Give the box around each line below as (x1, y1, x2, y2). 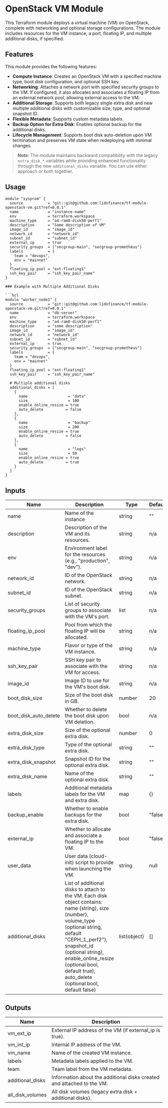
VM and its (64, 530, 90, 537)
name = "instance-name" (9, 209, 86, 214)
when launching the (64, 865, 111, 872)
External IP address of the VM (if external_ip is (51, 1027, 160, 1034)
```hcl (5, 293, 19, 298)
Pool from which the (64, 621, 112, 628)
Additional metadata (64, 784, 112, 791)
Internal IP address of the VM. (51, 1041, 121, 1048)
